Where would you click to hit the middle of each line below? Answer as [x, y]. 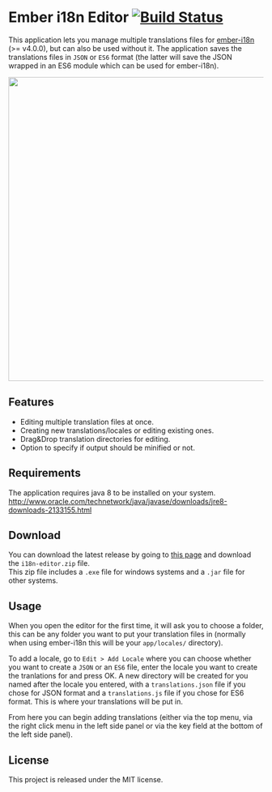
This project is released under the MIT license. [86, 779]
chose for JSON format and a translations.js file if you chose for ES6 [126, 693]
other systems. [33, 580]
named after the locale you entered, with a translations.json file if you [127, 684]
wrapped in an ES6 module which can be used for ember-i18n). [114, 66]
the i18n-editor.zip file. [49, 563]
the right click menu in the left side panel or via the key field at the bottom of [136, 726]
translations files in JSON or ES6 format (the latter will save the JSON [120, 57]
